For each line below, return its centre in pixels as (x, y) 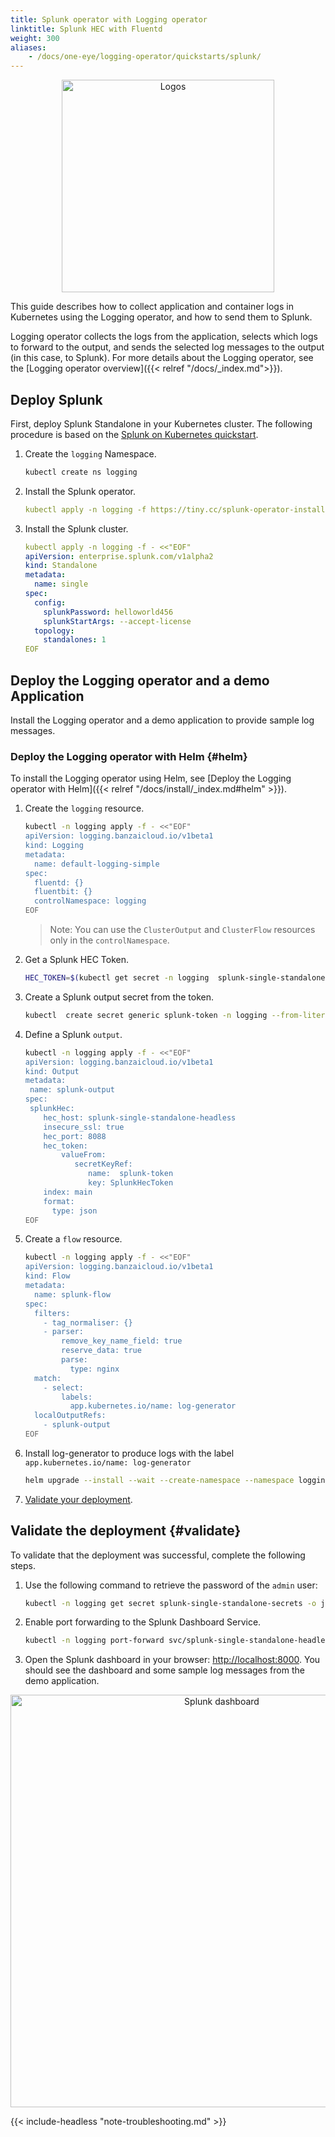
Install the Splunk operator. (80, 491)
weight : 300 (35, 38)
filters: (52, 1313)
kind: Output (52, 1071)
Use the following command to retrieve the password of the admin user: (171, 1585)
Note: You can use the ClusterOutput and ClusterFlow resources (182, 930)
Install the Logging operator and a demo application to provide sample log (162, 720)
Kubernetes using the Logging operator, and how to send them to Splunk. (161, 317)
